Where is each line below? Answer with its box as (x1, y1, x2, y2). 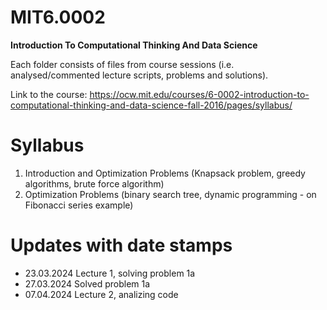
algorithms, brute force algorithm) (24, 177, 165, 190)
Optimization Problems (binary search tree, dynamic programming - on (24, 188, 317, 200)
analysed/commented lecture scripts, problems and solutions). (10, 69, 269, 81)
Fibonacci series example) (24, 199, 134, 211)
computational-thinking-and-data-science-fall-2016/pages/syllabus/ (10, 99, 293, 111)
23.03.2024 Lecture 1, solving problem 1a (24, 267, 196, 279)
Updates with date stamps (10, 234, 233, 257)
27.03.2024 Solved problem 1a (24, 277, 151, 290)
